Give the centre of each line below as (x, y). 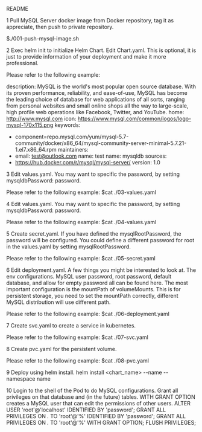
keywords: (68, 125)
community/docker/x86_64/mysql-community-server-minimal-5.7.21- (101, 143)
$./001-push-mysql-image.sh (43, 38)
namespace (21, 379)
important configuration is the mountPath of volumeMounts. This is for (93, 289)
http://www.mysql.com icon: (41, 118)
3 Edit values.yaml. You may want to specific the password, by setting (93, 174)
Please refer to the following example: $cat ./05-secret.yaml (81, 258)
